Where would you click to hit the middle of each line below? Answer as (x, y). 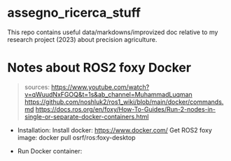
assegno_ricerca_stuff (74, 13)
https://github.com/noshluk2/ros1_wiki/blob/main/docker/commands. (124, 102)
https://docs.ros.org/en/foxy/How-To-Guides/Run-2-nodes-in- (125, 109)
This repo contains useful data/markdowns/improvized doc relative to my (113, 32)
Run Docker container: (50, 151)
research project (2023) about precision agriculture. (82, 39)
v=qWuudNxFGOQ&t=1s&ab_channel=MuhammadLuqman (108, 94)
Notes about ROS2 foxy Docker (99, 68)
